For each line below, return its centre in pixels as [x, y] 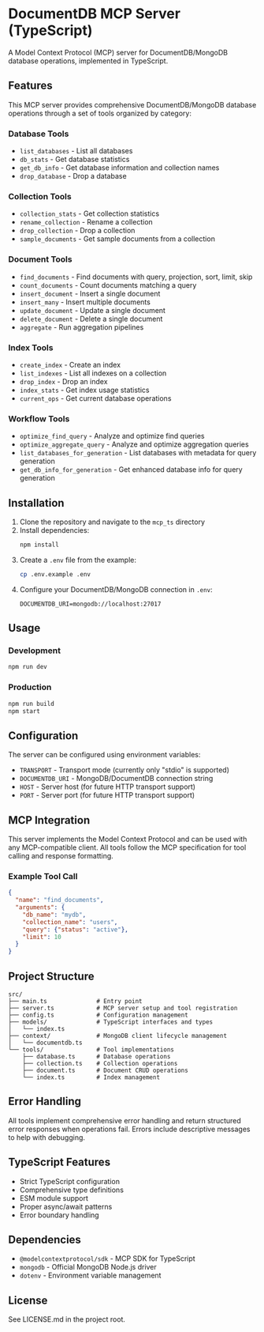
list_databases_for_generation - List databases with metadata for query [138, 453]
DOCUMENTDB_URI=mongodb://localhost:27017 [90, 604]
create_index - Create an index [70, 364]
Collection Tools [40, 196]
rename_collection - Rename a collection [86, 222]
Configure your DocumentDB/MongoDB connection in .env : [116, 589]
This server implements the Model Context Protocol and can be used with [128, 840]
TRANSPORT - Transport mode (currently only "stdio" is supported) [125, 770]
